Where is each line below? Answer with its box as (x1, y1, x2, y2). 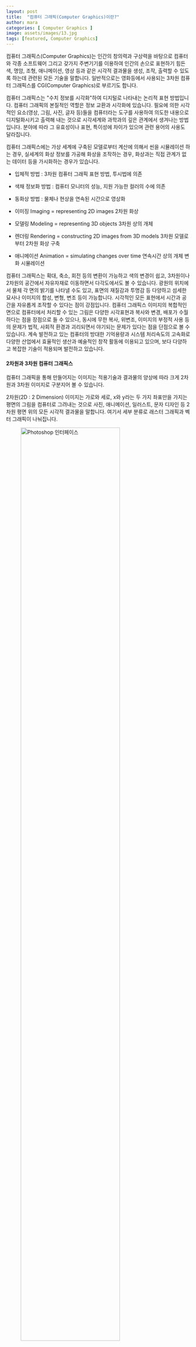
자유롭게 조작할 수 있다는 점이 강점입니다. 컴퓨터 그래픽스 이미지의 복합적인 (16, 301, 187, 308)
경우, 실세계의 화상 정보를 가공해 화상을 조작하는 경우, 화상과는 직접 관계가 (12, 150, 181, 157)
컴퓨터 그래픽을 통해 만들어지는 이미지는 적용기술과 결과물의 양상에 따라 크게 (6, 374, 180, 381)
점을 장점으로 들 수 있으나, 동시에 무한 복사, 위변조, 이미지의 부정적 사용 (21, 316, 184, 323)
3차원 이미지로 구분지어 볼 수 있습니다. (16, 381, 105, 388)
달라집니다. (6, 131, 32, 138)
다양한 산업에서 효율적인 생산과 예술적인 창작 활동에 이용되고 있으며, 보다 (6, 338, 171, 345)
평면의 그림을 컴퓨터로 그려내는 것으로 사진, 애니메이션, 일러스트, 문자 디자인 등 (6, 401, 185, 408)
